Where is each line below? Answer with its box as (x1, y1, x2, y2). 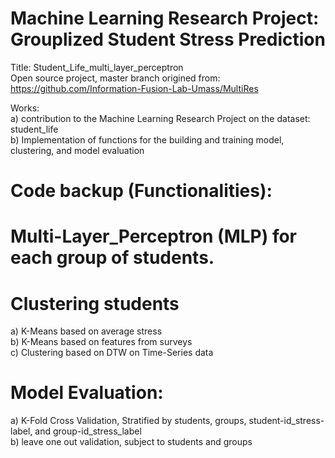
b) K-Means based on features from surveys (10, 336, 193, 348)
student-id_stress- (248, 415, 325, 427)
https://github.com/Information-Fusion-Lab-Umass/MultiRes (10, 82, 259, 94)
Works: (10, 102, 40, 114)
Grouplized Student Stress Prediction (10, 28, 326, 51)
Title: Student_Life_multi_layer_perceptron (10, 61, 184, 73)
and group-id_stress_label (34, 425, 142, 437)
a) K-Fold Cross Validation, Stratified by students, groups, (10, 415, 247, 427)
